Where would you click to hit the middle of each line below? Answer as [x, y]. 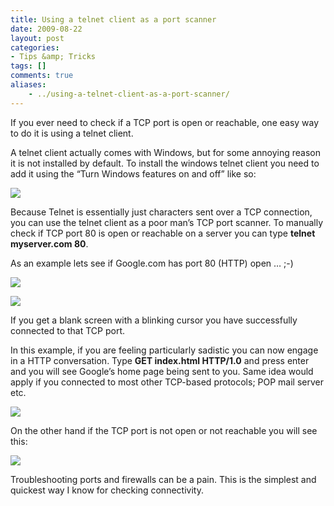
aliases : [28, 85]
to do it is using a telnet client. [72, 133]
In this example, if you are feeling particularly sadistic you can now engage [164, 350]
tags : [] [28, 66]
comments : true [42, 76]
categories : [35, 47]
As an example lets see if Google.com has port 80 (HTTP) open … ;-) [152, 263]
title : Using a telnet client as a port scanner [113, 19]
